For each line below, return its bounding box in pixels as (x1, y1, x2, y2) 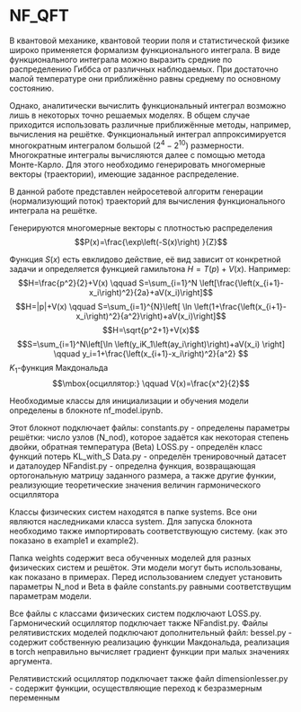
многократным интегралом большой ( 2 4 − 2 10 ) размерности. (9, 138, 244, 151)
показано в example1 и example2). (9, 535, 139, 546)
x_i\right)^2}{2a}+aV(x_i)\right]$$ (88, 286, 214, 297)
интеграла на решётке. (9, 205, 98, 215)
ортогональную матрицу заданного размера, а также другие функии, (9, 470, 277, 481)
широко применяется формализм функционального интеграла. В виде (9, 44, 281, 55)
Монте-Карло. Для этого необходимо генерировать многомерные (9, 159, 266, 170)
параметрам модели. (9, 591, 92, 602)
